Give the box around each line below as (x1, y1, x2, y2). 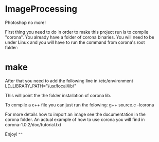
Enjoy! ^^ (5, 131, 23, 137)
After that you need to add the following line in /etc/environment (5, 78, 134, 83)
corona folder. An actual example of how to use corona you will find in (5, 116, 145, 122)
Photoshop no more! (5, 20, 46, 25)
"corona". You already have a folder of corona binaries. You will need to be (5, 34, 155, 40)
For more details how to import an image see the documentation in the (5, 111, 146, 117)
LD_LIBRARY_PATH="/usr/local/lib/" (5, 83, 77, 89)
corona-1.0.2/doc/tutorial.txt (5, 122, 62, 127)
